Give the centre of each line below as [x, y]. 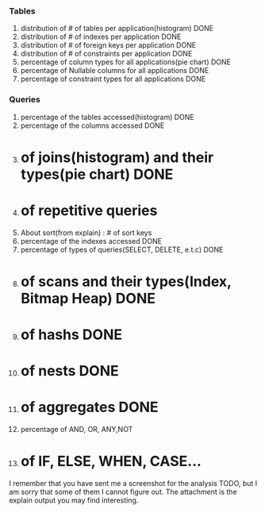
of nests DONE [70, 371]
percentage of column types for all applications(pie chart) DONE [125, 62]
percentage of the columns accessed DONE [92, 125]
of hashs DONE [71, 335]
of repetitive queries [89, 210]
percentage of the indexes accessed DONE [91, 241]
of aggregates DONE [89, 407]
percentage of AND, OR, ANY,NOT [77, 430]
